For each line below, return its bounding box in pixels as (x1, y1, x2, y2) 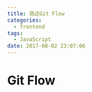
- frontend (13, 23, 45, 30)
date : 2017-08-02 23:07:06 (7, 43, 86, 49)
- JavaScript (13, 36, 52, 43)
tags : (7, 29, 23, 37)
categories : (7, 17, 42, 24)
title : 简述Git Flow (7, 10, 65, 17)
